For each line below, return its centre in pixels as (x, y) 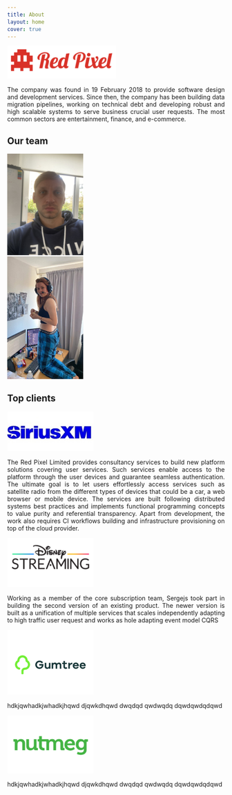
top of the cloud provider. (43, 528)
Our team (28, 141)
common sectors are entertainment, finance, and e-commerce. (97, 119)
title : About (26, 15)
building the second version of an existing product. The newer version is (116, 605)
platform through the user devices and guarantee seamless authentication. (116, 477)
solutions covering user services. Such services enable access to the (116, 470)
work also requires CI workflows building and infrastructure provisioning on (116, 521)
